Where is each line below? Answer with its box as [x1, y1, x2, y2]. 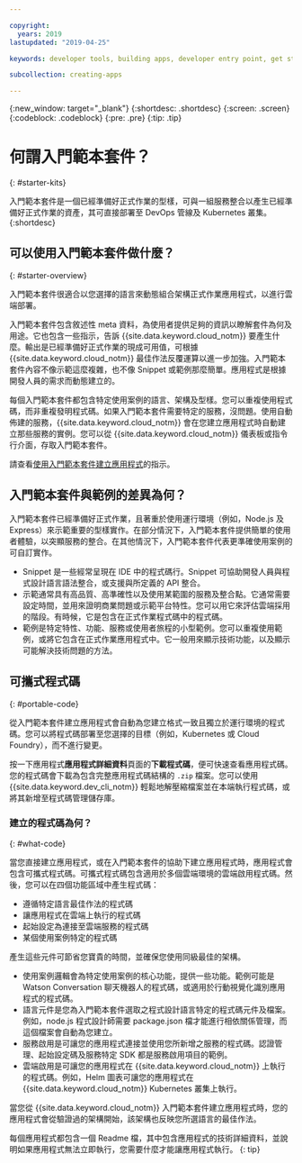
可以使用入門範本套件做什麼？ [9, 245, 175, 261]
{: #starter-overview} [9, 269, 87, 280]
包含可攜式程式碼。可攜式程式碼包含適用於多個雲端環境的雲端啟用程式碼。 [9, 868, 285, 878]
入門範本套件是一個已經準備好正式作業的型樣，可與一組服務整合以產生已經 [9, 195, 285, 207]
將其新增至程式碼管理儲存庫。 [9, 792, 120, 803]
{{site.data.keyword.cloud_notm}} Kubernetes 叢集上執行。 [22, 1083, 243, 1094]
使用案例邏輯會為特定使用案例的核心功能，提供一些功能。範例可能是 [22, 970, 275, 981]
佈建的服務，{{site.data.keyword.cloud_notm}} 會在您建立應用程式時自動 [9, 416, 279, 428]
